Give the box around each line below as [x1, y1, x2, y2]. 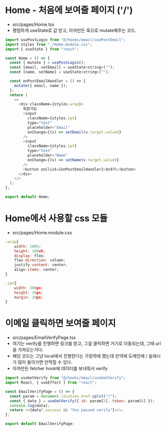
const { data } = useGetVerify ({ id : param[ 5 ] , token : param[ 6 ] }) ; [9, 398, 155, 404]
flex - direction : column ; [14, 258, 66, 263]
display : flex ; [14, 253, 46, 258]
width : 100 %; [14, 244, 41, 249]
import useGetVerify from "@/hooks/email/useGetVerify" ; [5, 376, 126, 381]
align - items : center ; [14, 267, 59, 272]
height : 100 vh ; [14, 248, 46, 254]
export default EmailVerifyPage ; [5, 422, 75, 427]
